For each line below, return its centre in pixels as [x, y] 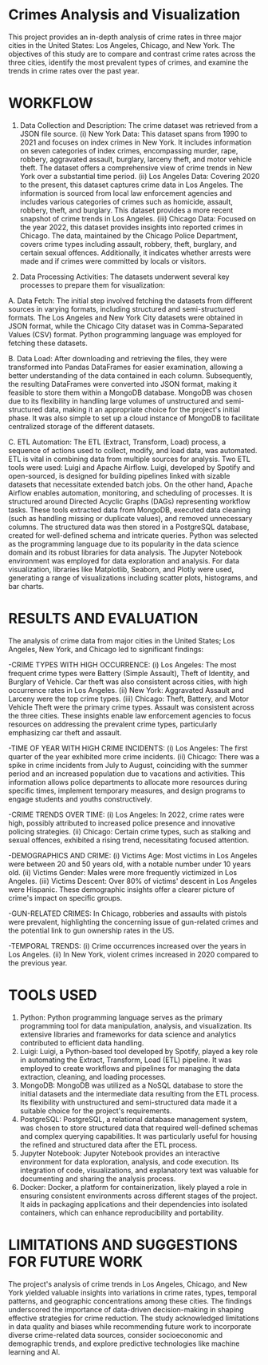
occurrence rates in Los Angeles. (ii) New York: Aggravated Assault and [126, 690]
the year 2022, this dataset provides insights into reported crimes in [131, 227]
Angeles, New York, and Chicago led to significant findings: [106, 649]
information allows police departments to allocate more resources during [128, 782]
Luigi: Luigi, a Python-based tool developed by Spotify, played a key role [139, 1051]
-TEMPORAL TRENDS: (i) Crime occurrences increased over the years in [127, 945]
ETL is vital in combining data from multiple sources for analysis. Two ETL [130, 459]
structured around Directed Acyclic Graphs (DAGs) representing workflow [129, 501]
